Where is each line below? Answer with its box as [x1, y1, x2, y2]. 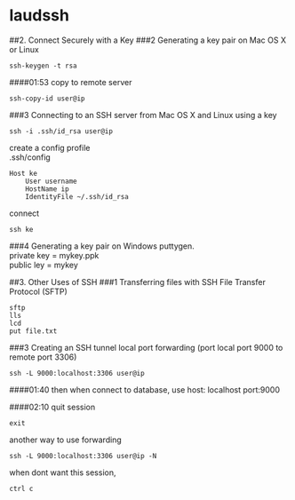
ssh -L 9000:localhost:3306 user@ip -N [9, 451, 157, 460]
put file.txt [9, 326, 58, 336]
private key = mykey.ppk [9, 250, 100, 260]
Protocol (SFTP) [9, 286, 68, 297]
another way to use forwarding [9, 434, 122, 445]
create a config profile [9, 142, 91, 153]
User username [25, 177, 77, 186]
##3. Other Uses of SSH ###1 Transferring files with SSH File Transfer [9, 276, 267, 287]
